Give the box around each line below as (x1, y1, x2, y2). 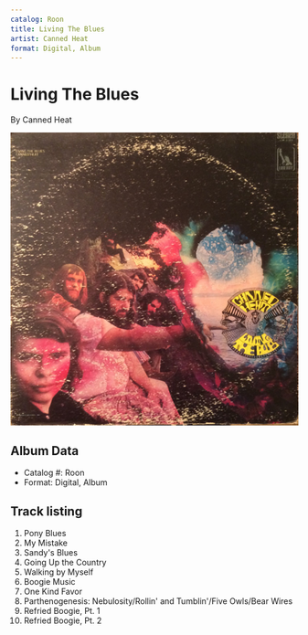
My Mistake (23, 537, 68, 548)
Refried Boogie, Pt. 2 (23, 615, 102, 626)
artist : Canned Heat (10, 34, 90, 43)
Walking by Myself (23, 566, 94, 577)
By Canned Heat (10, 114, 72, 125)
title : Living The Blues (10, 24, 105, 34)
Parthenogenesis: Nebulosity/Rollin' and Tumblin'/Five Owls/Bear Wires (23, 596, 293, 607)
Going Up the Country (23, 557, 107, 568)
